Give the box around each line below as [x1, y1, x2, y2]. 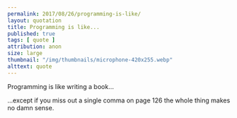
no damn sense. [7, 103, 55, 112]
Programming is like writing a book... [7, 82, 114, 90]
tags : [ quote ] [7, 37, 55, 44]
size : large [7, 50, 43, 57]
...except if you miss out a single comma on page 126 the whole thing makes [7, 96, 231, 105]
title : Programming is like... [7, 23, 100, 30]
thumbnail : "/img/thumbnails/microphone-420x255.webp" [7, 57, 173, 64]
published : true [7, 30, 55, 37]
